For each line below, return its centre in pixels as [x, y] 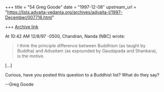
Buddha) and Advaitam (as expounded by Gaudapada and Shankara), [87, 51]
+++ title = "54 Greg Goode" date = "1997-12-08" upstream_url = [71, 7]
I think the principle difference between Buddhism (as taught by [81, 46]
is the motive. [31, 56]
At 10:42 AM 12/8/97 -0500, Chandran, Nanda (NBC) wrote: [65, 36]
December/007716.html [29, 17]
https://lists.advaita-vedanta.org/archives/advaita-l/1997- [65, 12]
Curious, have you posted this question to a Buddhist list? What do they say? [82, 75]
